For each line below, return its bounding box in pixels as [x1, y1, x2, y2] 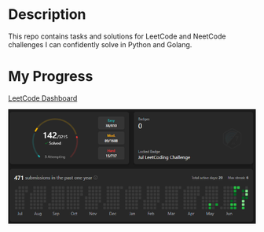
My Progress [8, 68, 93, 86]
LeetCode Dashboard [8, 93, 78, 103]
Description [8, 6, 86, 24]
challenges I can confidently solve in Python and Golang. [8, 39, 192, 49]
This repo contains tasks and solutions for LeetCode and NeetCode [8, 31, 226, 41]
